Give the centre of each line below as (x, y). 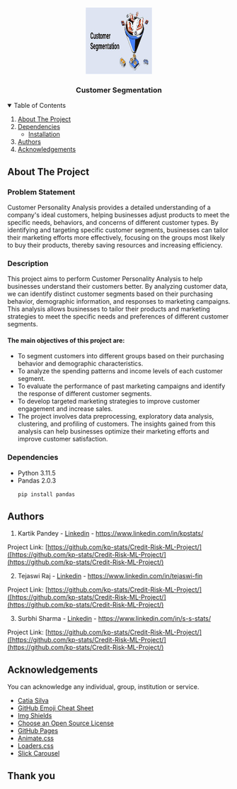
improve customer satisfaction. (63, 439)
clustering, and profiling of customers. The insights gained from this (116, 424)
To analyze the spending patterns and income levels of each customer (120, 371)
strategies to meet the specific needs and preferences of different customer (118, 316)
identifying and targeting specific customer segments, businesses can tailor (118, 230)
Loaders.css (36, 746)
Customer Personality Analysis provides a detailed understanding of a (109, 207)
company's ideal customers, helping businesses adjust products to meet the (118, 215)
